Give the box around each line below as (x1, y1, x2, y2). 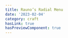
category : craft (5, 16, 39, 21)
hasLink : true (5, 21, 35, 26)
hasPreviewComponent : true (5, 26, 61, 31)
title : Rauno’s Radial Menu (5, 7, 64, 12)
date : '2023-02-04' (5, 12, 46, 17)
